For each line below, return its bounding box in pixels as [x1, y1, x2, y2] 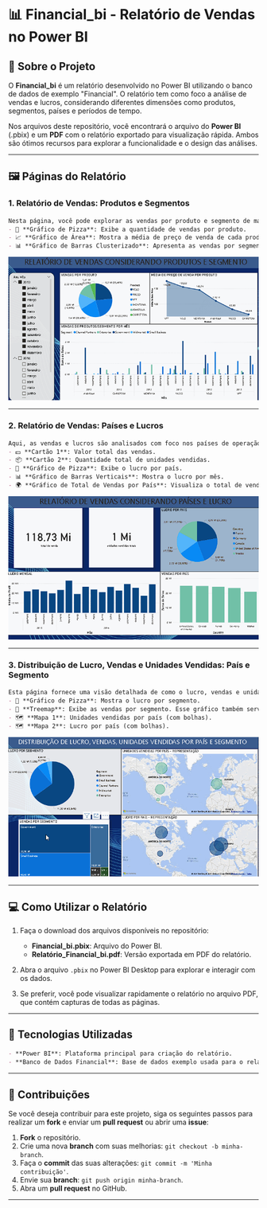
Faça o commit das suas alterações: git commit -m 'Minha [19, 1158, 213, 1167]
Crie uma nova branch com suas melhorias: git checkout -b [19, 1141, 219, 1151]
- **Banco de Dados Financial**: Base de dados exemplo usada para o [8, 1058, 244, 1066]
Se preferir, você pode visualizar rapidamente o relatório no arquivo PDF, [19, 988, 258, 999]
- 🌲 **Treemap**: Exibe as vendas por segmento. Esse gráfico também [8, 706, 244, 713]
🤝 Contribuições [8, 1088, 90, 1101]
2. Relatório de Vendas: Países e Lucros [8, 420, 164, 432]
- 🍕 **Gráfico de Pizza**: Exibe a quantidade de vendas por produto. [8, 225, 247, 233]
